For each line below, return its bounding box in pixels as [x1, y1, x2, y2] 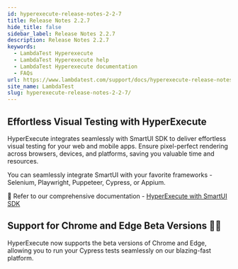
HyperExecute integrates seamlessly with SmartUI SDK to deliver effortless [7, 134, 227, 142]
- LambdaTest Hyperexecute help [13, 57, 110, 64]
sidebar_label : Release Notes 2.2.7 [7, 30, 115, 38]
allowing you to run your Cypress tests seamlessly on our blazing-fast [7, 246, 211, 255]
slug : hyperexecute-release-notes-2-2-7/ [7, 89, 132, 96]
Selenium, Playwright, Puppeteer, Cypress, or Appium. [7, 178, 166, 186]
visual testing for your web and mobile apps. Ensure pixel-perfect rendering [7, 142, 229, 150]
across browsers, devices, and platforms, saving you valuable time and [7, 149, 215, 158]
